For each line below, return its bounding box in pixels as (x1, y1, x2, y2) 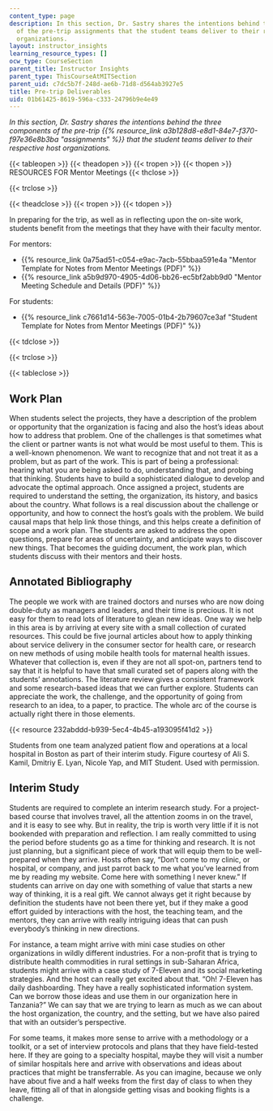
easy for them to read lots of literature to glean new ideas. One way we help (9, 614, 262, 623)
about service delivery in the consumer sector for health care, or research (9, 640, 256, 649)
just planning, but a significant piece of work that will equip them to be (9, 846, 244, 856)
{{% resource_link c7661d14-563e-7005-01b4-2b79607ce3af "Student (20, 312, 258, 322)
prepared (9, 854, 41, 864)
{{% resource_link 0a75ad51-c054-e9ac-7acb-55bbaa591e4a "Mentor (20, 255, 257, 265)
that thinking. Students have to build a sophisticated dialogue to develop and (9, 474, 265, 484)
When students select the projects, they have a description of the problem (9, 414, 258, 423)
